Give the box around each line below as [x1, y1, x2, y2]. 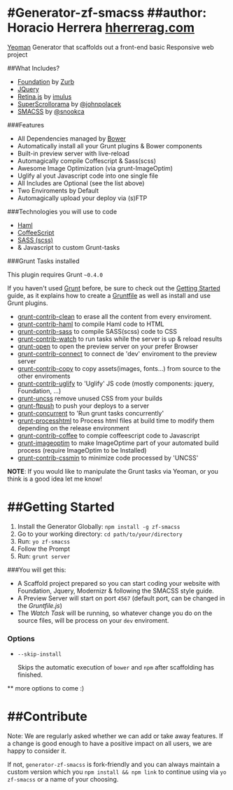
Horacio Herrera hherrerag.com [7, 20, 195, 36]
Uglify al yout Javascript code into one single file [17, 171, 159, 180]
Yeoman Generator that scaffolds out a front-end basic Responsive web [7, 43, 215, 51]
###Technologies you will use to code [7, 207, 118, 216]
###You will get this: [7, 565, 66, 574]
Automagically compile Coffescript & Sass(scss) [17, 156, 156, 165]
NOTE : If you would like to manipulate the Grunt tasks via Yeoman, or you [7, 467, 219, 475]
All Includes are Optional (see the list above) [17, 178, 145, 187]
